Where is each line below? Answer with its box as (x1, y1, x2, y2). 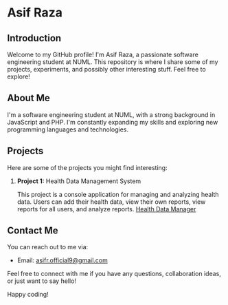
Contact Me (7, 225, 58, 237)
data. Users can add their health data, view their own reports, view (16, 198, 206, 206)
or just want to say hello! (7, 277, 77, 285)
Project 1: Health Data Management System (16, 177, 141, 185)
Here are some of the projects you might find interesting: (7, 163, 168, 171)
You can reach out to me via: (7, 243, 89, 251)
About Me (7, 92, 50, 104)
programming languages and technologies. (7, 125, 129, 134)
